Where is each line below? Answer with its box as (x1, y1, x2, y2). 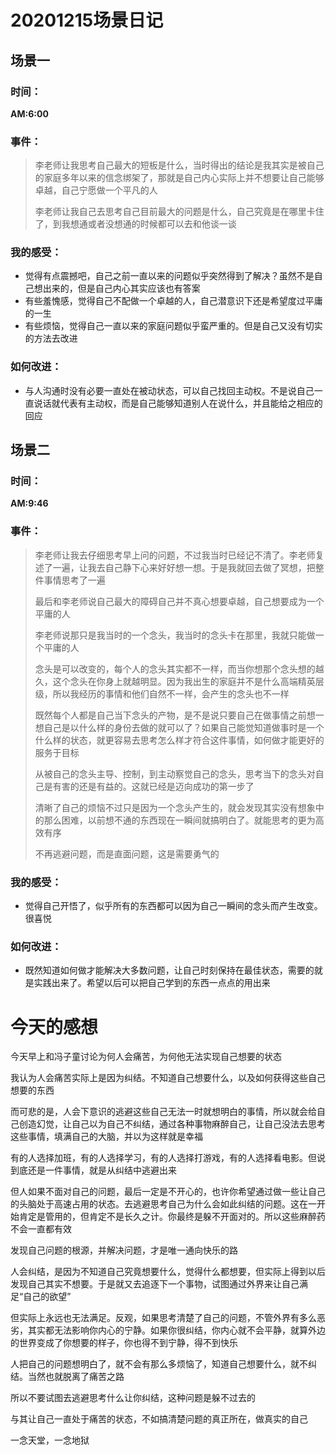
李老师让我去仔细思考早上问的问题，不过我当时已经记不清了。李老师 (34, 549, 316, 561)
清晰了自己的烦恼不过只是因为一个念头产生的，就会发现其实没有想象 (34, 801, 316, 813)
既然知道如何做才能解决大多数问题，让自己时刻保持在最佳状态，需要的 (24, 964, 315, 976)
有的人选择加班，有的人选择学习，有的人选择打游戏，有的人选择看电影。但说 (10, 1152, 326, 1164)
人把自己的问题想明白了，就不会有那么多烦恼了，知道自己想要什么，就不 (10, 1358, 308, 1370)
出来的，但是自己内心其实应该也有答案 (42, 282, 201, 295)
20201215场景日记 (10, 9, 164, 32)
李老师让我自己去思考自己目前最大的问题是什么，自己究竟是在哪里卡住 (34, 206, 325, 218)
